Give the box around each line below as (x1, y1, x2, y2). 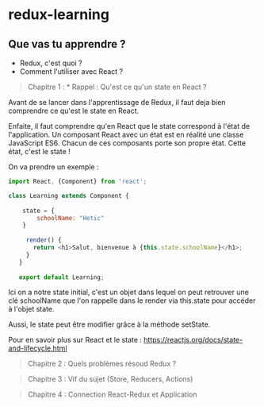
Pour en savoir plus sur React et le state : (8, 335, 143, 345)
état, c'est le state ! (8, 147, 71, 156)
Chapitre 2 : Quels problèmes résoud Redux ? (27, 359, 177, 369)
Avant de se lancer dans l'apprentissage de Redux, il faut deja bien (8, 98, 226, 107)
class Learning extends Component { (8, 192, 129, 200)
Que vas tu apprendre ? (8, 37, 126, 51)
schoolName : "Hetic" (36, 214, 105, 222)
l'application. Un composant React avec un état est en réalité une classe (8, 130, 244, 139)
